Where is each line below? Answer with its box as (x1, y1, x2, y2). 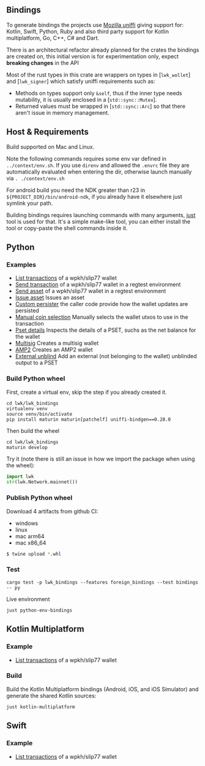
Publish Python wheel (6, 494, 73, 502)
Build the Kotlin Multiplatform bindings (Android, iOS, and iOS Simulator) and (6, 685, 199, 692)
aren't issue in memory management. (15, 109, 110, 116)
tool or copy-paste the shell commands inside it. (6, 224, 128, 232)
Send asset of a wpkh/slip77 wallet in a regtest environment (15, 288, 166, 295)
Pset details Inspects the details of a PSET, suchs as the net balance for (15, 326, 196, 334)
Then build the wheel (6, 427, 60, 434)
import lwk (6, 473, 34, 480)
